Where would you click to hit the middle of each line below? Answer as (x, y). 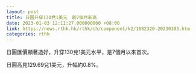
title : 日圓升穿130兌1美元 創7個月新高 (52, 17)
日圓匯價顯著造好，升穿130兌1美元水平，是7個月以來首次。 (79, 52)
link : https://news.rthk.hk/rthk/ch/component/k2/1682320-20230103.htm (98, 29)
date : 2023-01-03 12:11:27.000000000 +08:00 (63, 23)
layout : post (23, 12)
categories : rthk (28, 34)
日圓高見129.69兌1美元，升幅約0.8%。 (54, 65)
